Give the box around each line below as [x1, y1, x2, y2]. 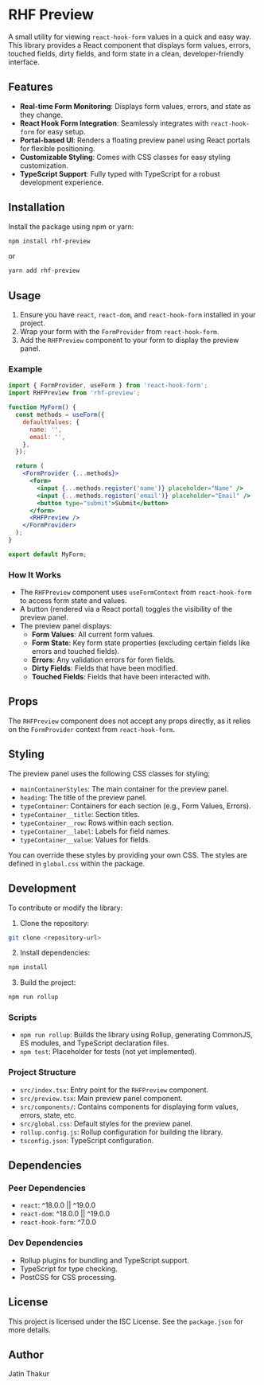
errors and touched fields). [31, 647, 120, 656]
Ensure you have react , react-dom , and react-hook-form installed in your [19, 310, 256, 320]
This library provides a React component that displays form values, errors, [8, 40, 251, 49]
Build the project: [19, 978, 76, 987]
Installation [8, 200, 65, 214]
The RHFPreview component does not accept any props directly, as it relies [8, 716, 251, 726]
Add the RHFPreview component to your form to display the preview [19, 336, 239, 345]
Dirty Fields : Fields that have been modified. [31, 663, 178, 673]
